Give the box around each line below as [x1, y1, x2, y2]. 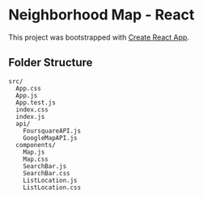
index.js [15, 112, 45, 120]
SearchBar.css [23, 169, 70, 177]
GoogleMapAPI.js [23, 133, 78, 142]
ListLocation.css [23, 183, 82, 192]
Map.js [23, 148, 45, 156]
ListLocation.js [23, 176, 78, 184]
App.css [15, 84, 42, 92]
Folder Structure [8, 56, 93, 70]
